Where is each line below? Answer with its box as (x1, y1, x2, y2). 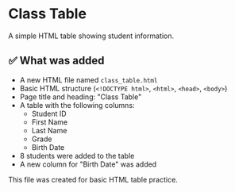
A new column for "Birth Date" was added (19, 159, 157, 169)
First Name (31, 117, 68, 127)
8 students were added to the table (19, 151, 135, 160)
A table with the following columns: (19, 100, 135, 109)
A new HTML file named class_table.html (19, 75, 158, 84)
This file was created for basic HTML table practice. (8, 175, 179, 184)
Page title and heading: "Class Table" (19, 92, 142, 102)
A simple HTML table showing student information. (8, 31, 175, 40)
